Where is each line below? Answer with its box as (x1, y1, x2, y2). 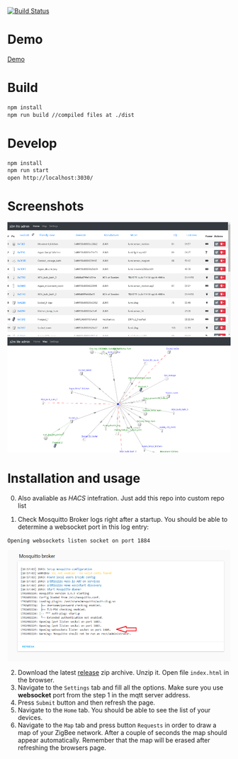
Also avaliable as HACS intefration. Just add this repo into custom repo (17, 494, 225, 503)
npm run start (7, 167, 50, 174)
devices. (17, 713, 43, 721)
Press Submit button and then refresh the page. (17, 698, 156, 707)
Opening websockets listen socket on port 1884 (7, 537, 151, 544)
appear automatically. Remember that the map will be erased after (17, 736, 210, 744)
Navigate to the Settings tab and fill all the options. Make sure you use (17, 683, 224, 692)
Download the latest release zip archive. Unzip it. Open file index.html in (17, 668, 229, 676)
